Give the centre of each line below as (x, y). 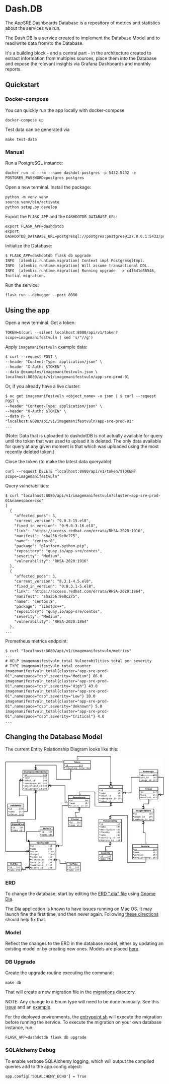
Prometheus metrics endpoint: (36, 641)
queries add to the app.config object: (44, 1066)
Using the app (28, 310)
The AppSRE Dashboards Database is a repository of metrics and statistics (83, 23)
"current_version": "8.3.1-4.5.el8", (54, 581)
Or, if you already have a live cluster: (43, 386)
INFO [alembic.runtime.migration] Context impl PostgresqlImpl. (75, 261)
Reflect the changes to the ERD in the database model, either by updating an (84, 943)
